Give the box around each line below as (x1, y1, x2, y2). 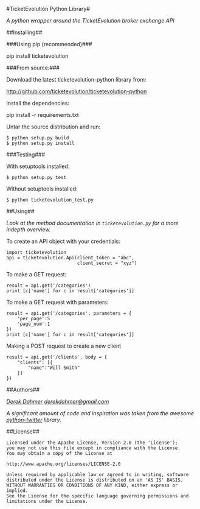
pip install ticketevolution (6, 52, 69, 60)
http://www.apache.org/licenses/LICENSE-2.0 (6, 461, 121, 467)
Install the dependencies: (6, 100, 70, 107)
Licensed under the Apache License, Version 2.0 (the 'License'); (6, 440, 178, 446)
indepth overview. (6, 226, 51, 233)
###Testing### (6, 151, 46, 158)
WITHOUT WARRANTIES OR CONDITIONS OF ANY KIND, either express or (6, 482, 178, 488)
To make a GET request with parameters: (6, 298, 109, 306)
